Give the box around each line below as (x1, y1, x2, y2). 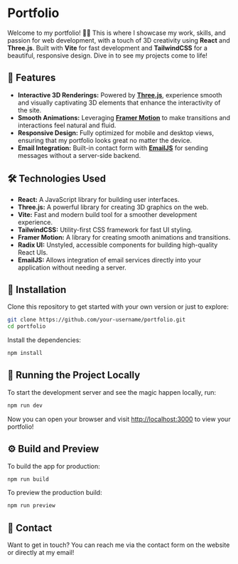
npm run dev (7, 402, 43, 409)
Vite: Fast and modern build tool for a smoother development (17, 210, 198, 218)
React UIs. (17, 248, 48, 257)
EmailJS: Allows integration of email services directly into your (17, 255, 201, 264)
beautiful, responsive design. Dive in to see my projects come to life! (7, 51, 208, 60)
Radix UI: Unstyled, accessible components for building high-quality (17, 240, 218, 249)
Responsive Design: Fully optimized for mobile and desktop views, (17, 128, 215, 137)
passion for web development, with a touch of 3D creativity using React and (7, 36, 230, 44)
